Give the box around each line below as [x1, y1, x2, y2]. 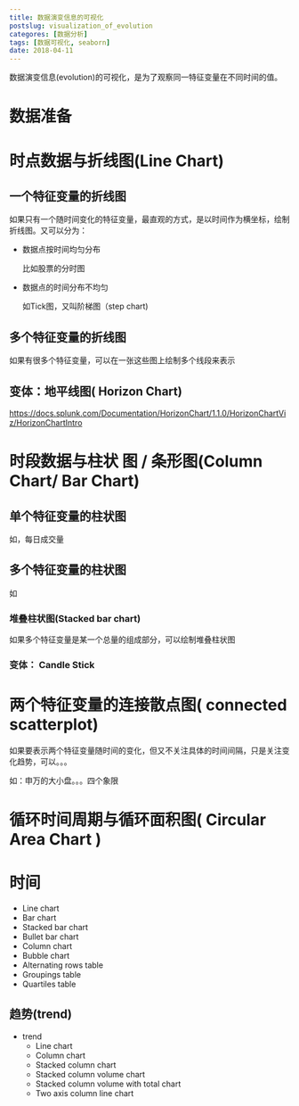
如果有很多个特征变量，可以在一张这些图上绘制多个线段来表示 [9, 355, 236, 366]
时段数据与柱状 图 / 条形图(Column [9, 451, 263, 472]
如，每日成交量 [9, 533, 64, 544]
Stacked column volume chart [35, 1069, 145, 1079]
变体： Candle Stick [9, 658, 95, 671]
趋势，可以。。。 [16, 755, 72, 767]
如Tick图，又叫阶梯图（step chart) [21, 301, 149, 312]
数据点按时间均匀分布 [21, 244, 101, 255]
